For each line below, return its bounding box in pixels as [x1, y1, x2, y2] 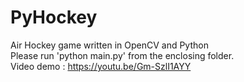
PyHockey [10, 6, 98, 29]
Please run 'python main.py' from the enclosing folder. [10, 49, 235, 61]
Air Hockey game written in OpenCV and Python [10, 39, 209, 51]
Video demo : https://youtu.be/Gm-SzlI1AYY [10, 60, 192, 72]
